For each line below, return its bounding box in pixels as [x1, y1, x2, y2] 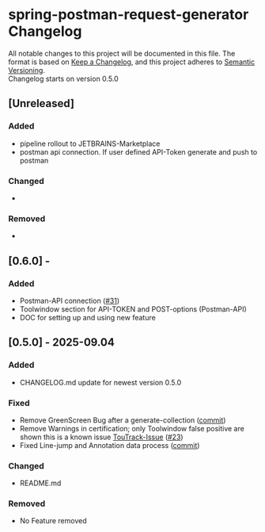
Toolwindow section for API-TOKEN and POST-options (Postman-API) [19, 304, 247, 314]
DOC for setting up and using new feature [19, 312, 156, 322]
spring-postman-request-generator [8, 6, 249, 24]
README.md [19, 478, 62, 488]
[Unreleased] [8, 97, 75, 110]
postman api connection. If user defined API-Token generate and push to [19, 147, 258, 156]
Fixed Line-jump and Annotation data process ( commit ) [19, 440, 200, 450]
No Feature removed [19, 516, 87, 526]
